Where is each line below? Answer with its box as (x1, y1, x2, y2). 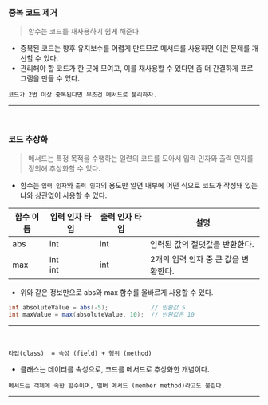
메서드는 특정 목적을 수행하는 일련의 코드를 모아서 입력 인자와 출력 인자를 (27, 153, 254, 163)
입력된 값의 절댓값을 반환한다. (150, 238, 254, 250)
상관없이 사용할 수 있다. (34, 190, 108, 200)
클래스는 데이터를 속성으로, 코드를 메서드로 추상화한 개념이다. (19, 364, 210, 374)
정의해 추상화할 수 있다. (27, 163, 101, 173)
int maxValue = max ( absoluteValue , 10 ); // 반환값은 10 (8, 311, 195, 319)
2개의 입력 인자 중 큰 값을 (150, 254, 240, 265)
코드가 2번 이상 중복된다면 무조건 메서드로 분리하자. (8, 91, 157, 99)
